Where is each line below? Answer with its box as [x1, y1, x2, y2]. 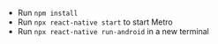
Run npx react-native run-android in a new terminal [17, 26, 209, 36]
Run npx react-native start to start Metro [17, 17, 174, 27]
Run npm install [17, 8, 79, 18]
